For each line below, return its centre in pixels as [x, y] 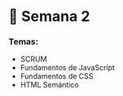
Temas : [24, 42]
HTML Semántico [49, 85]
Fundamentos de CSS [57, 77]
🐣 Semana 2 [49, 17]
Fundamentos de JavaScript [68, 68]
